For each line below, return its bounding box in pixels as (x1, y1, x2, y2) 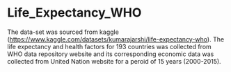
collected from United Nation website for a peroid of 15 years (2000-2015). (7, 57, 221, 65)
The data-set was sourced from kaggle (7, 28, 120, 36)
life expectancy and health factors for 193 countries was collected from (7, 42, 212, 51)
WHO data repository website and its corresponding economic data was (7, 50, 214, 58)
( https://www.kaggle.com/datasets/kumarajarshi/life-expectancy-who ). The (7, 35, 225, 43)
